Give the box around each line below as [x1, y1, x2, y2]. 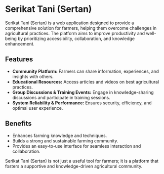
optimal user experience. [12, 105, 63, 111]
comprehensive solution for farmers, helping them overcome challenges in [5, 25, 157, 31]
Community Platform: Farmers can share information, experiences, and [12, 68, 159, 74]
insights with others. [12, 73, 54, 80]
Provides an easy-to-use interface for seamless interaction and [12, 143, 141, 149]
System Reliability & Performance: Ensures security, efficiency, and [12, 100, 152, 106]
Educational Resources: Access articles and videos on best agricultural [12, 79, 159, 85]
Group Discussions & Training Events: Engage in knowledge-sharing [12, 89, 154, 95]
